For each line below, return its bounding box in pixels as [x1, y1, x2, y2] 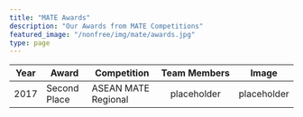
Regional [91, 94, 129, 106]
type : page [9, 38, 50, 48]
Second [46, 82, 79, 94]
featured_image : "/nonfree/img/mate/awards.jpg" [9, 30, 196, 39]
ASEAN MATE [91, 82, 151, 94]
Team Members [161, 67, 230, 79]
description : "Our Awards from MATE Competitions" [9, 22, 204, 31]
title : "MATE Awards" [9, 13, 91, 22]
